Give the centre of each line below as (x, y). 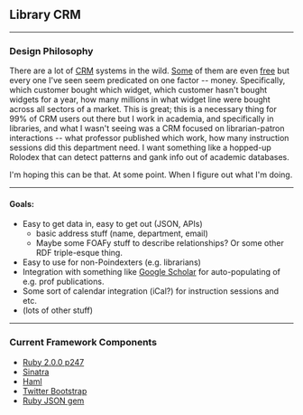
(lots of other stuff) (57, 310)
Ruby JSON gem (53, 401)
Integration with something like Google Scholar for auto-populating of (151, 272)
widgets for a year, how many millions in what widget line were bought (140, 99)
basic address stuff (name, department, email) (122, 233)
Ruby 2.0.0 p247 (53, 362)
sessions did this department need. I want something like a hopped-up (141, 147)
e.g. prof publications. (63, 282)
